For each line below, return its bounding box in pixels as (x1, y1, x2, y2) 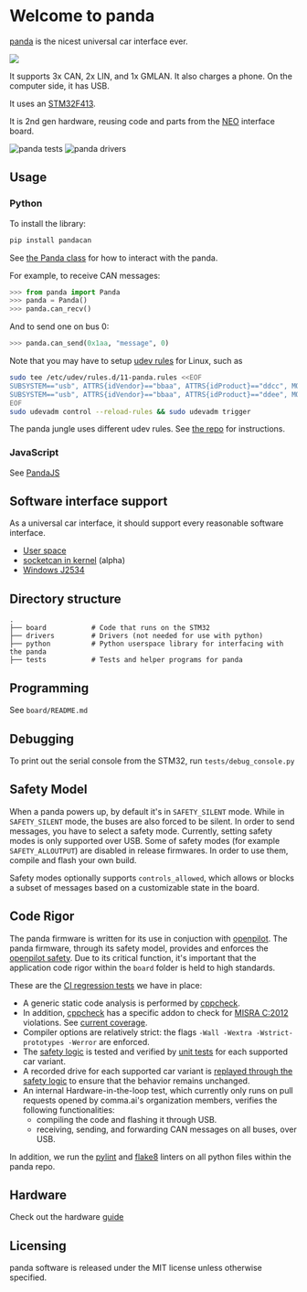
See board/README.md (9, 705, 89, 716)
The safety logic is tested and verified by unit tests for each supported (22, 1046, 288, 1057)
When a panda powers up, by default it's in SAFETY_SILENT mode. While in (9, 806, 285, 817)
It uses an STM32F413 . (9, 98, 96, 109)
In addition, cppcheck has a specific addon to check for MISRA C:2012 (22, 1007, 289, 1018)
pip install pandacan (9, 235, 92, 245)
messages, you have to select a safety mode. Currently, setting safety (9, 825, 272, 837)
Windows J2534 (22, 564, 85, 576)
